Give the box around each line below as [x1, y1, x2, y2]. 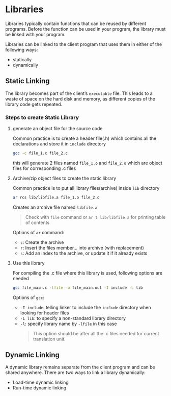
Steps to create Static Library [5, 114, 79, 121]
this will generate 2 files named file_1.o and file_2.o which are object [12, 160, 163, 166]
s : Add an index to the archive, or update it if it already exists [20, 250, 148, 256]
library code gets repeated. [5, 101, 63, 107]
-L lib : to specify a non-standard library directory [20, 315, 126, 321]
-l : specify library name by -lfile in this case [20, 320, 117, 327]
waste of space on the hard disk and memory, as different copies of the [5, 95, 155, 102]
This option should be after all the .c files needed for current [33, 330, 159, 336]
